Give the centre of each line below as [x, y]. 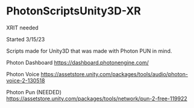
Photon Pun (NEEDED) [34, 92]
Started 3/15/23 [26, 39]
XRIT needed [23, 28]
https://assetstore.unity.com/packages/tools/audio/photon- [114, 74]
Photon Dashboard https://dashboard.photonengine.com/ [77, 62]
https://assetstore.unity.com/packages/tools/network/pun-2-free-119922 [97, 98]
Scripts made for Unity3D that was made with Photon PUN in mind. [89, 51]
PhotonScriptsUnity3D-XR [74, 11]
